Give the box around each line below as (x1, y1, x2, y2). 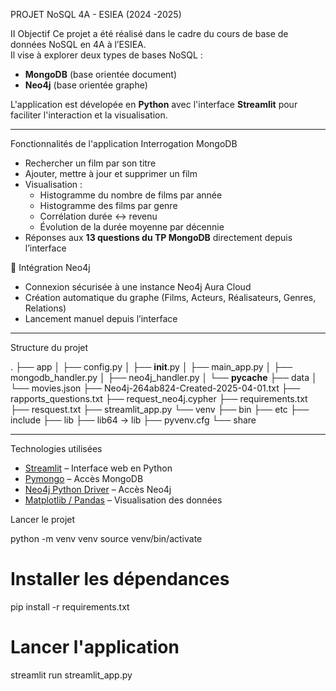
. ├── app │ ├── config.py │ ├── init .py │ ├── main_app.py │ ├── (10, 361, 293, 373)
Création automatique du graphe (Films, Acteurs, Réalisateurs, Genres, (24, 292, 317, 303)
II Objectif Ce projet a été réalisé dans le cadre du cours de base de (10, 28, 289, 39)
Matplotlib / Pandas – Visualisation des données (24, 494, 223, 506)
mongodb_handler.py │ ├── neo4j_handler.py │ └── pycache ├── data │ (10, 372, 318, 383)
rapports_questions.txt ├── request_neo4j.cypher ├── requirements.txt (10, 393, 308, 404)
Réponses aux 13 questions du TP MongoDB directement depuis (24, 232, 293, 243)
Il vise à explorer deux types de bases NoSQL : (10, 49, 203, 61)
